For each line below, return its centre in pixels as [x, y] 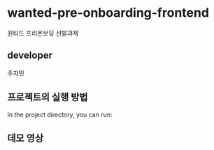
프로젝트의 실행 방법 [48, 97]
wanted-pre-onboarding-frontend [108, 13]
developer [30, 55]
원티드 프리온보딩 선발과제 [43, 33]
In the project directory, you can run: [60, 114]
